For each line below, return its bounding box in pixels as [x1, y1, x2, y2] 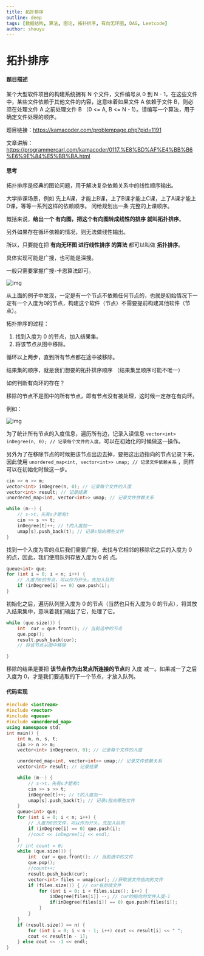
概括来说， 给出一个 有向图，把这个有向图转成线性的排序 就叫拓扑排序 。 [6, 215, 185, 222]
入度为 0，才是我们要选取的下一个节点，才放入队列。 [6, 673, 139, 680]
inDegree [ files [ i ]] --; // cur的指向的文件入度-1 [49, 893, 171, 900]
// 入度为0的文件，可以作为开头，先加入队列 [28, 820, 125, 826]
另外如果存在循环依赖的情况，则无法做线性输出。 [6, 228, 129, 235]
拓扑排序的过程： [6, 320, 49, 327]
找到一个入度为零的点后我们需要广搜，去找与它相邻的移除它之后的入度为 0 [6, 546, 192, 553]
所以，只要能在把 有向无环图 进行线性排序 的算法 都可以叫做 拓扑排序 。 [6, 241, 184, 248]
